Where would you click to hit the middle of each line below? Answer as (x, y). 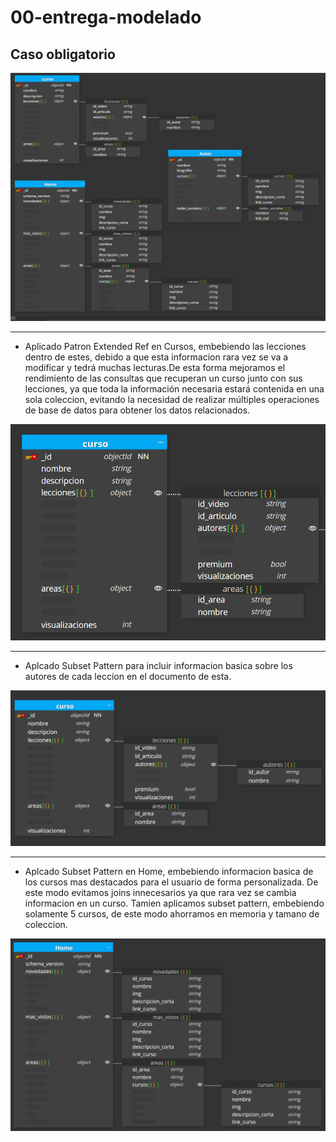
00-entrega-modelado (106, 17)
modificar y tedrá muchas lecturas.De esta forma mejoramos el (155, 367)
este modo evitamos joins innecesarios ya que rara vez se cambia (160, 892)
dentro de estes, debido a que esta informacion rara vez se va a (156, 357)
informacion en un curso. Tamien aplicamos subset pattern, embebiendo (174, 903)
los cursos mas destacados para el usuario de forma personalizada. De (171, 882)
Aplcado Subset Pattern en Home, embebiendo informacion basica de (169, 871)
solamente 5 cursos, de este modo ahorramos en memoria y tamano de (172, 913)
